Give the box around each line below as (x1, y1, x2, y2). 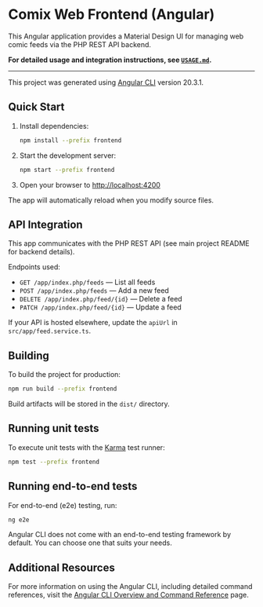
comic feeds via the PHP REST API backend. (8, 39, 151, 49)
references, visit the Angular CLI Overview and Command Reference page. (8, 591, 249, 600)
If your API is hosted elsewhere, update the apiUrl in (8, 318, 178, 327)
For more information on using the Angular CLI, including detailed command (8, 582, 253, 591)
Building (8, 349, 49, 362)
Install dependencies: (19, 121, 89, 130)
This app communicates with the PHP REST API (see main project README (8, 239, 250, 248)
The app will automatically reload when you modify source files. (8, 195, 214, 205)
